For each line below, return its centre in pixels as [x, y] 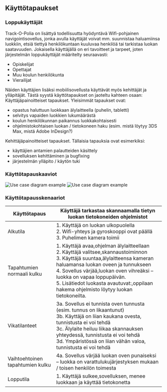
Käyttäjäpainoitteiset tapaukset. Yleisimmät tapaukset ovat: [66, 100]
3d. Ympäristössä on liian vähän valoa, [101, 341]
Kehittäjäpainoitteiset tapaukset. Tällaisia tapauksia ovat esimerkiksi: [75, 141]
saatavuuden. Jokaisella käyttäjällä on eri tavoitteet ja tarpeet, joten [74, 49]
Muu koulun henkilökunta [38, 75]
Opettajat [22, 69]
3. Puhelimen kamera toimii [88, 238]
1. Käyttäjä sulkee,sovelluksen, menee [101, 376]
